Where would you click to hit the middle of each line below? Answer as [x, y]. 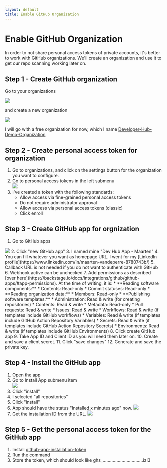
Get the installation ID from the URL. [49, 414]
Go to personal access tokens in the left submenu [63, 181]
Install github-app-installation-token [49, 449]
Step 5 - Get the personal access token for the [78, 429]
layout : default [22, 10]
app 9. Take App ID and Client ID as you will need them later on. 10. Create [82, 336]
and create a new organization [36, 110]
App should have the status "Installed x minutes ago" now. [72, 408]
